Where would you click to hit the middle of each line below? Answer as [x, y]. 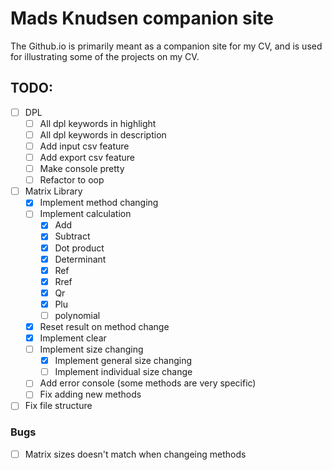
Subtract [72, 236]
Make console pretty [82, 169]
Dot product [79, 248]
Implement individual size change [123, 372]
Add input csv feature [84, 146]
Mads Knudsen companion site [142, 18]
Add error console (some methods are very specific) [148, 383]
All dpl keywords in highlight [98, 123]
